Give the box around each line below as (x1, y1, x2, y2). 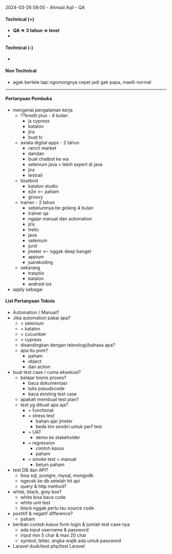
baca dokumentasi (28, 380, 68, 386)
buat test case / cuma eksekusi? (12, 369, 81, 375)
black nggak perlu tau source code (20, 505, 94, 511)
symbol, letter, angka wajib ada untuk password (20, 538, 121, 544)
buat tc (28, 134, 44, 140)
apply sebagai (12, 286, 43, 292)
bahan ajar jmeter (35, 418, 73, 424)
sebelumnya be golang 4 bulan (28, 205, 94, 211)
